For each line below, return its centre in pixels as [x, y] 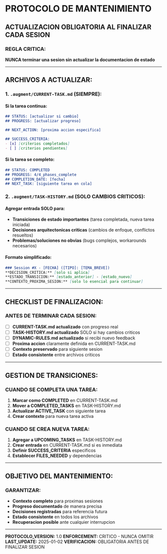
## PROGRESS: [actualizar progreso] [43, 121]
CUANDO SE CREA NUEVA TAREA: [47, 429]
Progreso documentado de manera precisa [57, 506]
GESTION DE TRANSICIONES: [52, 375]
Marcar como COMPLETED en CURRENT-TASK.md [65, 400]
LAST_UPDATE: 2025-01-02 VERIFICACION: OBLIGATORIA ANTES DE [77, 542]
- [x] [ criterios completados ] [38, 144]
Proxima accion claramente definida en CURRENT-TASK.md [74, 344]
